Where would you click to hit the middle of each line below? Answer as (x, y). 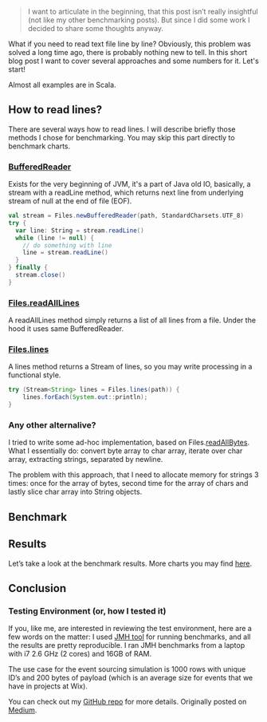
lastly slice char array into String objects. (75, 492)
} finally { (28, 268)
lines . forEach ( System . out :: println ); (85, 397)
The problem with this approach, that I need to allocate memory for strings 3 (133, 475)
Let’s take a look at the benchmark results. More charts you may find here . (130, 563)
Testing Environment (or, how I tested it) (87, 611)
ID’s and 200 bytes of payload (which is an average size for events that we (131, 678)
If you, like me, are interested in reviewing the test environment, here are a (130, 629)
